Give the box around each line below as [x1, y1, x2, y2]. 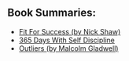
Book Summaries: [7, 6, 96, 20]
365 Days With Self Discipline [18, 35, 116, 45]
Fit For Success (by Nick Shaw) [18, 27, 121, 36]
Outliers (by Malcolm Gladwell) [18, 43, 119, 53]
